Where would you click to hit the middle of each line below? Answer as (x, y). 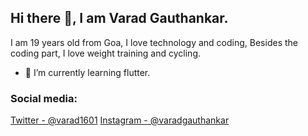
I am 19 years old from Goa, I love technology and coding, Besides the (154, 42)
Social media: (44, 98)
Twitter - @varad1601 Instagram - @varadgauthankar (120, 120)
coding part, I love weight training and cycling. (105, 53)
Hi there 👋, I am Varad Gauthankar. (119, 18)
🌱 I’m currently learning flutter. (87, 72)
